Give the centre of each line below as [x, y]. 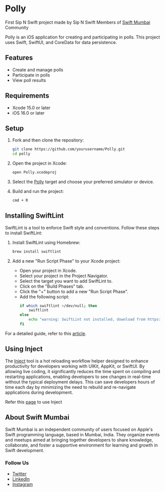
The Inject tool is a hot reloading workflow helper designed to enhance [77, 361]
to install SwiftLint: [24, 233]
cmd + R [20, 200]
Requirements [27, 96]
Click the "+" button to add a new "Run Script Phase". [74, 291]
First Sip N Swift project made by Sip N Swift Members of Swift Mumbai [78, 22]
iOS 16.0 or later [28, 113]
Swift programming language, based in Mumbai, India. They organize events [82, 434]
